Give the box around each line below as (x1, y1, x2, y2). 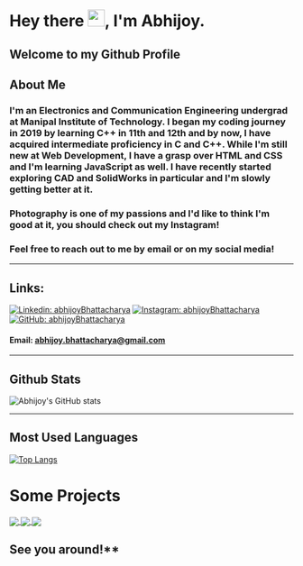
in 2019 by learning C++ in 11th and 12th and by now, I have (9, 126, 271, 139)
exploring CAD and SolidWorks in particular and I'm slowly (9, 171, 271, 184)
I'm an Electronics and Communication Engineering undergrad (9, 104, 289, 116)
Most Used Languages (9, 430, 138, 445)
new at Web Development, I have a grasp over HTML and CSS (9, 149, 283, 161)
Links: (9, 280, 45, 296)
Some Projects (9, 485, 121, 506)
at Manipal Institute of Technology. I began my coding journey (9, 115, 287, 128)
